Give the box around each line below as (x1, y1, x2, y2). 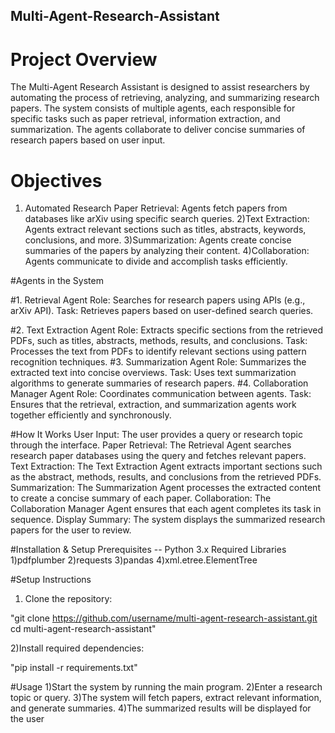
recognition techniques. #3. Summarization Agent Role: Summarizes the (10, 356, 307, 368)
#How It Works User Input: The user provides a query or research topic (10, 429, 303, 441)
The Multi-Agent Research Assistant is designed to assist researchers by (10, 81, 310, 93)
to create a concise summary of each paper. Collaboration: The (10, 492, 272, 504)
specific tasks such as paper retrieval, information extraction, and (10, 113, 281, 125)
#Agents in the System (10, 275, 104, 287)
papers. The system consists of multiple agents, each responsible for (10, 102, 296, 114)
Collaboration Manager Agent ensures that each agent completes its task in (10, 503, 322, 515)
